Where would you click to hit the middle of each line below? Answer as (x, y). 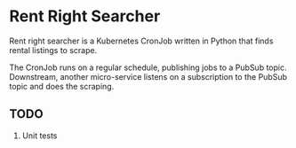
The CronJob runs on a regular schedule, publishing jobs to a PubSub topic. (148, 67)
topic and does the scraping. (62, 86)
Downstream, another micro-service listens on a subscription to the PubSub (148, 76)
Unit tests (40, 136)
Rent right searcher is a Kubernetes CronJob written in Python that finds (141, 41)
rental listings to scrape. (53, 50)
